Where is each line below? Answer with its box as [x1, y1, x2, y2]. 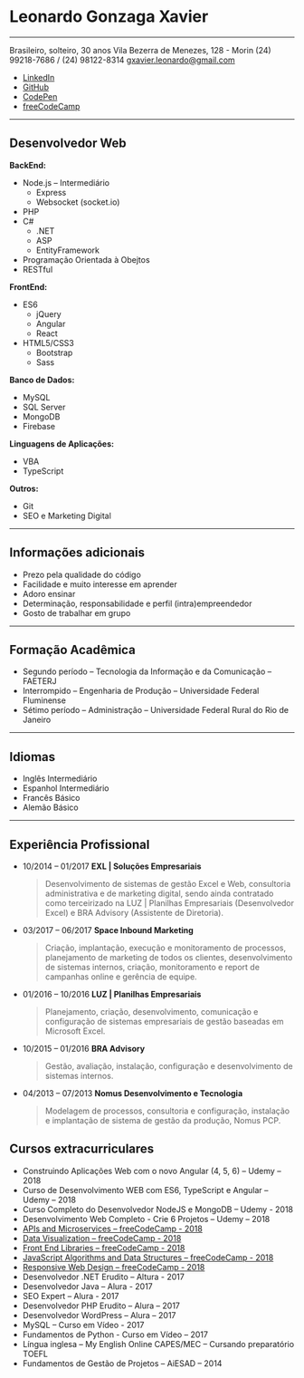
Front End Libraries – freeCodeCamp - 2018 [22, 1242, 185, 1253]
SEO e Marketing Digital [22, 510, 111, 521]
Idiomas [9, 749, 56, 765]
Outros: [9, 483, 39, 494]
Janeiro [22, 714, 52, 726]
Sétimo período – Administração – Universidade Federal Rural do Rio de [22, 705, 290, 716]
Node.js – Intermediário [22, 177, 110, 188]
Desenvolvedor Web [9, 136, 127, 151]
